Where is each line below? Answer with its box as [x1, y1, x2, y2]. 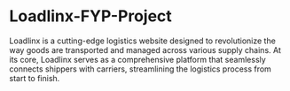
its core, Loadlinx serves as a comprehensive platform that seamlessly [9, 54, 266, 64]
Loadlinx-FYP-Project [9, 6, 173, 27]
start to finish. [9, 72, 60, 83]
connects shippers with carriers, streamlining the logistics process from [9, 64, 272, 74]
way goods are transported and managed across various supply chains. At [9, 44, 281, 55]
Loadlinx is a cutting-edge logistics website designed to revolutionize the [9, 35, 277, 46]
